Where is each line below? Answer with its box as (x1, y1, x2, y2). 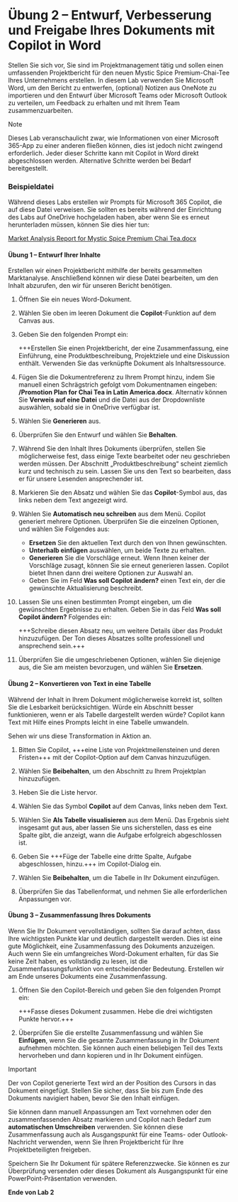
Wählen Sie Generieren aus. (18, 417, 101, 426)
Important (8, 1065, 37, 1073)
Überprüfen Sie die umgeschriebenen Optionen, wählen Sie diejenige (18, 655, 221, 664)
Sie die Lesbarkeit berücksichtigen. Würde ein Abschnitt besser (8, 702, 194, 711)
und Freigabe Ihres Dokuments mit (8, 22, 215, 38)
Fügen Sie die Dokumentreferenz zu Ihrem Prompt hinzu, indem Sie (18, 373, 215, 382)
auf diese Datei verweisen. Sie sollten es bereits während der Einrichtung (8, 205, 222, 214)
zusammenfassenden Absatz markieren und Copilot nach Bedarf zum (8, 1115, 212, 1123)
